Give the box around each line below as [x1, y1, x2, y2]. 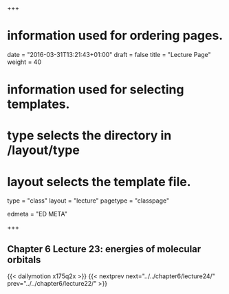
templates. [7, 97, 70, 112]
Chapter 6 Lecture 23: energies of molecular [7, 243, 201, 255]
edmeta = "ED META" [7, 210, 67, 218]
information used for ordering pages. [7, 28, 223, 43]
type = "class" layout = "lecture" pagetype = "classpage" [7, 196, 170, 205]
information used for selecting [7, 82, 184, 98]
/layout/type [7, 142, 80, 158]
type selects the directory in [7, 128, 172, 144]
